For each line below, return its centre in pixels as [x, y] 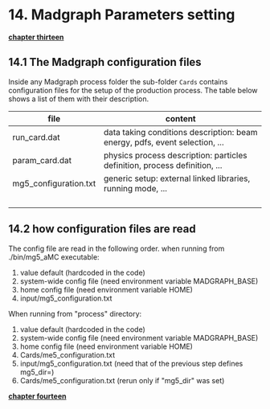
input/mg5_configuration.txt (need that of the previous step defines [131, 363]
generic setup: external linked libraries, [177, 178]
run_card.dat [36, 137]
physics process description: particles [175, 155]
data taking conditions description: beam [180, 132]
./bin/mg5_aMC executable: [54, 257]
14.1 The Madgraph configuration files [105, 62]
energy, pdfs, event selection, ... [164, 142]
